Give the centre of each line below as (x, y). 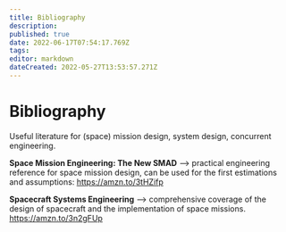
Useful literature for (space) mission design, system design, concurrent (140, 136)
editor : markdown (42, 59)
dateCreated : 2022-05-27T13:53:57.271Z (84, 68)
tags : (19, 51)
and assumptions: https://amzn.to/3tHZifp (86, 182)
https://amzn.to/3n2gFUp (56, 218)
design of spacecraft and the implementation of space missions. (127, 208)
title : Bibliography (48, 17)
